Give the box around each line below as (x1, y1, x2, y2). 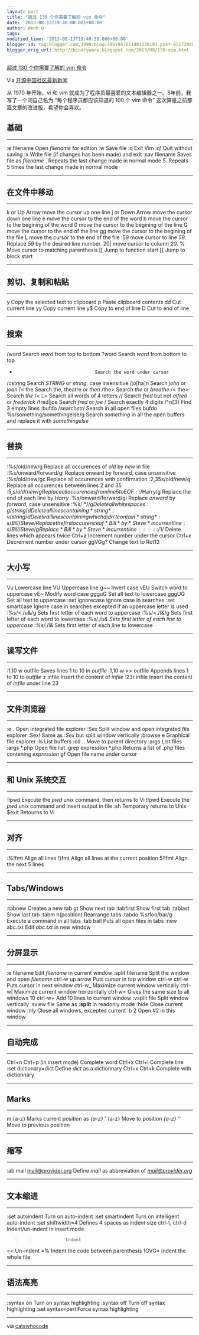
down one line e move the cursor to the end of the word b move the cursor (6, 215, 188, 222)
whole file (6, 1253, 31, 1261)
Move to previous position (6, 1121, 70, 1128)
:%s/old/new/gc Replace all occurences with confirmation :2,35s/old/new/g (6, 475, 191, 482)
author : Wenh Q (6, 25, 44, 31)
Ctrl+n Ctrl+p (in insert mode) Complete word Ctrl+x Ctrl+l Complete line (6, 1059, 184, 1066)
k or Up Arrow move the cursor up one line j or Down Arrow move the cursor (6, 209, 193, 216)
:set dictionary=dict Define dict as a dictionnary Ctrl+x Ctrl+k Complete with (6, 1065, 191, 1072)
